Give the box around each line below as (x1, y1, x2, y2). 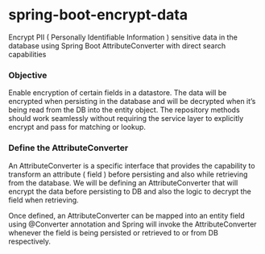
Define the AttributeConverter (8, 143, 129, 154)
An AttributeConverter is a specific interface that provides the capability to (8, 160, 255, 170)
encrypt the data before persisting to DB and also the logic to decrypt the (8, 186, 251, 196)
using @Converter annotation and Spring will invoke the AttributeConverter (8, 219, 257, 229)
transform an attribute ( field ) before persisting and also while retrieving (8, 169, 248, 179)
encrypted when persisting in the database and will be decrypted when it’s (8, 97, 256, 106)
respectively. (8, 236, 51, 246)
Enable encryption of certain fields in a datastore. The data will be (8, 88, 227, 98)
